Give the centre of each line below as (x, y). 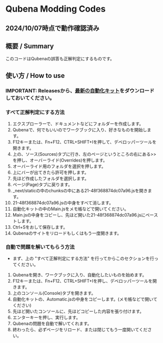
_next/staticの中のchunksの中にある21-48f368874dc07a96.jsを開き (80, 190)
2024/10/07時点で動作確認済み (52, 28)
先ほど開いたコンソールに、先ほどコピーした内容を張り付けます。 (78, 311)
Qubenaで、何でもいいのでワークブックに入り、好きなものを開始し (80, 130)
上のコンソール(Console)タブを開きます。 (54, 293)
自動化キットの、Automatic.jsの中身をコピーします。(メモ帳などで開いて (85, 299)
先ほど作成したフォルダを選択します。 (51, 178)
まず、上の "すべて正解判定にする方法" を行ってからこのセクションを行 (83, 258)
